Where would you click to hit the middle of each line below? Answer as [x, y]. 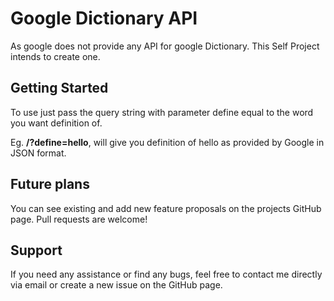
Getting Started [59, 88]
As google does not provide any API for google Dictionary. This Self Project [165, 46]
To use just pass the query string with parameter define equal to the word [162, 112]
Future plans [50, 184]
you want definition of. [56, 123]
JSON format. [38, 153]
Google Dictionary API [104, 18]
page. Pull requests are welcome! [79, 219]
